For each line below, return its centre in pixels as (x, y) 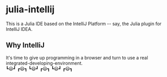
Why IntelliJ (25, 45)
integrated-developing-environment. (44, 63)
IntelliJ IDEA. (19, 29)
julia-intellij (30, 9)
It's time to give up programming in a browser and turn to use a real (77, 57)
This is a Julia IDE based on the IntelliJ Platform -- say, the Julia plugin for (84, 24)
